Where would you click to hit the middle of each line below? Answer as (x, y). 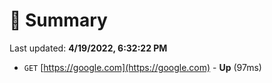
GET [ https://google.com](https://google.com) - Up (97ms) (142, 67)
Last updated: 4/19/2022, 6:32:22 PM (88, 48)
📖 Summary (58, 20)
